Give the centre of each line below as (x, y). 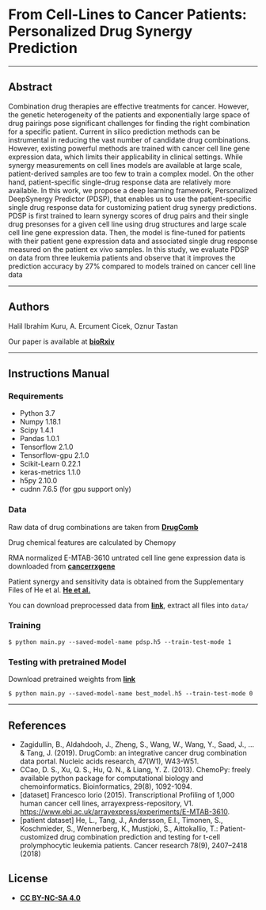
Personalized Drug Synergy (101, 31)
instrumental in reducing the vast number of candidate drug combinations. (129, 139)
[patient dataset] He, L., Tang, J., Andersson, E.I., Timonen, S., (121, 820)
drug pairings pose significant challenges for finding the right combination (129, 123)
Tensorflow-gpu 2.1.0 (54, 455)
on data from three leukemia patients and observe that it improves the (122, 257)
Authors (29, 307)
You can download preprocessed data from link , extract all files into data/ (129, 605)
